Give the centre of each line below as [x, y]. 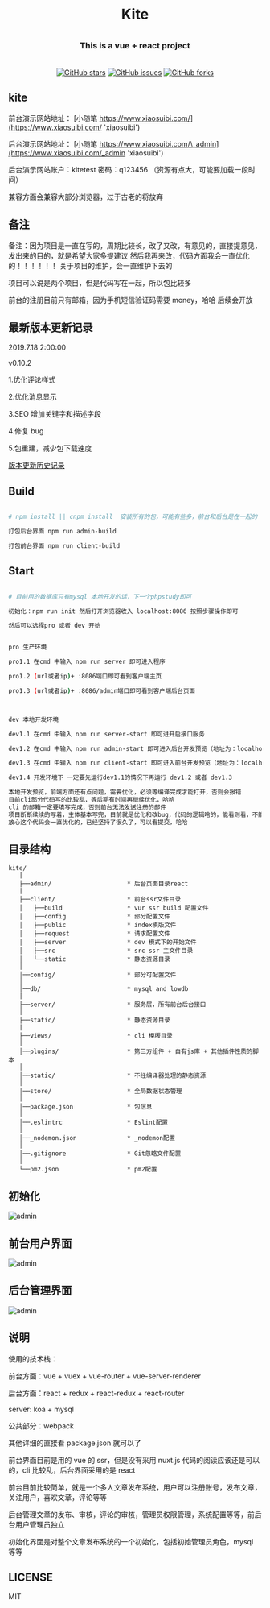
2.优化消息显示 [33, 397]
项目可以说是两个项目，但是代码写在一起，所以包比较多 [100, 283]
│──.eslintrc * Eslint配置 [94, 1123]
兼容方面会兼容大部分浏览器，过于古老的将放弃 [86, 197]
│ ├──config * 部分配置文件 [94, 917]
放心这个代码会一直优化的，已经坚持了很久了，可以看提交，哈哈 [98, 822]
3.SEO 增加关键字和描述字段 [55, 414]
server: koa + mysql [41, 1409]
